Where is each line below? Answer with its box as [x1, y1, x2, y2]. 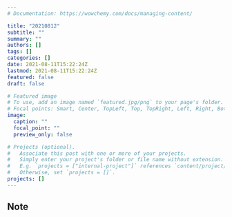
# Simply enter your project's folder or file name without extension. [7, 156, 224, 163]
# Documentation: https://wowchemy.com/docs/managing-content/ [7, 10, 193, 17]
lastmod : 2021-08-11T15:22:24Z [7, 67, 97, 74]
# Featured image [7, 92, 57, 100]
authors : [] [7, 42, 41, 49]
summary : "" [7, 35, 41, 42]
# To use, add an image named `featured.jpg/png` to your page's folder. [7, 99, 224, 106]
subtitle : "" [7, 29, 45, 36]
